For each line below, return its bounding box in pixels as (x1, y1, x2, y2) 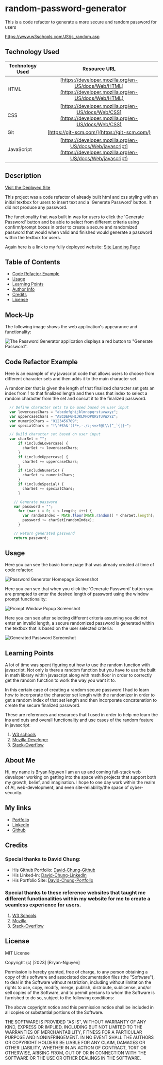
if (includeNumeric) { (17, 468, 64, 473)
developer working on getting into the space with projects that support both (5, 774, 157, 780)
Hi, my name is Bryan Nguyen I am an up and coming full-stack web (5, 769, 141, 775)
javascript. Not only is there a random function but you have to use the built (5, 667, 156, 673)
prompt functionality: (5, 596, 47, 602)
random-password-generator (5, 3, 127, 14)
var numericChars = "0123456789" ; (9, 418, 79, 424)
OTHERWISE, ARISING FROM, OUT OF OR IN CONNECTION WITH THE (5, 1050, 147, 1056)
